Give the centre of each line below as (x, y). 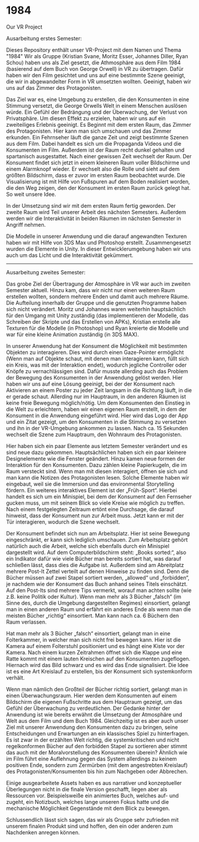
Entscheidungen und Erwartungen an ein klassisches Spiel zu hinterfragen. (98, 733)
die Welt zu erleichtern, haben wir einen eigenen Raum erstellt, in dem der (97, 409)
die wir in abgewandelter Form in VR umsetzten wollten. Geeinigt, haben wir (99, 82)
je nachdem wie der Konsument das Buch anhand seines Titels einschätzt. (97, 584)
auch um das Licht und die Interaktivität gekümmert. (70, 255)
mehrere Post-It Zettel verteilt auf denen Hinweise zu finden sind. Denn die (97, 571)
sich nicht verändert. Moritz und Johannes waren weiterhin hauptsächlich (96, 309)
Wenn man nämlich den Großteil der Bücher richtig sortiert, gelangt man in (97, 689)
